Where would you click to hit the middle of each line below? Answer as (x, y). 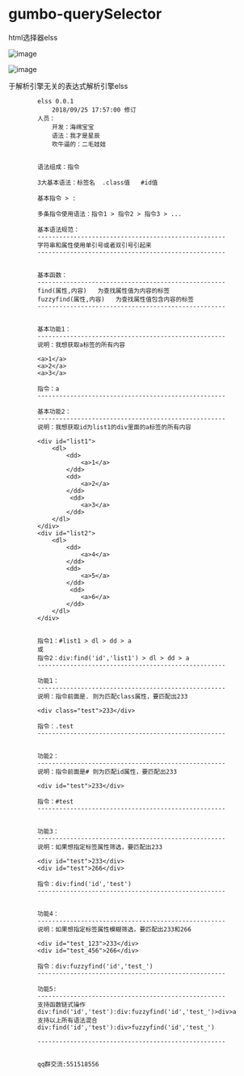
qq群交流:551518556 (68, 1064)
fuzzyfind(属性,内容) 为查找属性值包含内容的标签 (116, 299)
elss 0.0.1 (56, 101)
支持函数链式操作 (62, 1004)
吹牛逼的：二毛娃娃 (79, 144)
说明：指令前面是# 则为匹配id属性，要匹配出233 (107, 772)
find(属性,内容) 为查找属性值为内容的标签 (104, 291)
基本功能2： (54, 411)
